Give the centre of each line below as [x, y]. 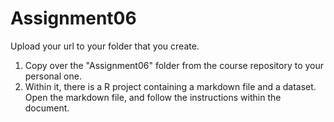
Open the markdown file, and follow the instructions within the [153, 97]
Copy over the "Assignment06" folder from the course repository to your [174, 65]
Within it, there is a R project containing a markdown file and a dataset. [170, 86]
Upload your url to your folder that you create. [105, 46]
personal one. [53, 76]
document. [47, 108]
